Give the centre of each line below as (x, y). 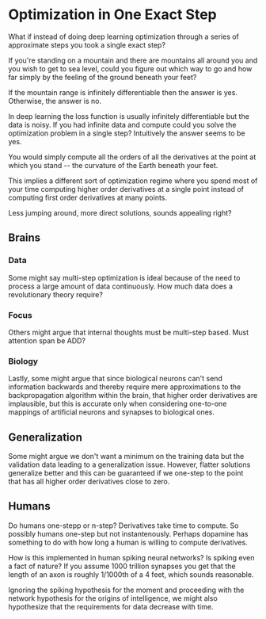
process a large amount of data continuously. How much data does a (121, 286)
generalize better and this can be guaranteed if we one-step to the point (126, 473)
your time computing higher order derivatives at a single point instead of (126, 189)
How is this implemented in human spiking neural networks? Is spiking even (131, 557)
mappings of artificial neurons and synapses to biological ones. (112, 412)
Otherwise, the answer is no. (55, 101)
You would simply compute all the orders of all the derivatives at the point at (132, 157)
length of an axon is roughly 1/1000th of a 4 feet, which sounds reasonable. (131, 574)
